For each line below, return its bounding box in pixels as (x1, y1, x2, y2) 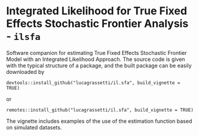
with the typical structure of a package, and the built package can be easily (6, 61, 192, 69)
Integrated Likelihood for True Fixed (6, 4, 187, 18)
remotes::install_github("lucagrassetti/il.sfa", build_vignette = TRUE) (6, 107, 194, 113)
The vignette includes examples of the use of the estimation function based (6, 118, 192, 125)
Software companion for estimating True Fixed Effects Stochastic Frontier (6, 49, 187, 56)
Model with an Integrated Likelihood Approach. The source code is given (6, 55, 185, 63)
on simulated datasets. (6, 123, 62, 131)
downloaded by (6, 68, 45, 75)
